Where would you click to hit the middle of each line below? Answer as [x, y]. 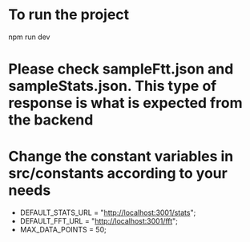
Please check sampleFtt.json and [121, 69]
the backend [51, 120]
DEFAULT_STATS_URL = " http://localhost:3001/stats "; [108, 212]
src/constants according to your [118, 174]
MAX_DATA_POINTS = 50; [63, 230]
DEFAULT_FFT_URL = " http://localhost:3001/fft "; [99, 221]
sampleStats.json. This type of [113, 86]
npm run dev [29, 37]
